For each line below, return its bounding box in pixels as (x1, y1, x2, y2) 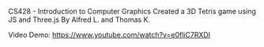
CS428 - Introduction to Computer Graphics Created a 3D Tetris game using (8, 7, 257, 16)
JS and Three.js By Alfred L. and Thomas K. (8, 15, 151, 24)
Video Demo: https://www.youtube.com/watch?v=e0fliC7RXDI (8, 31, 211, 39)
